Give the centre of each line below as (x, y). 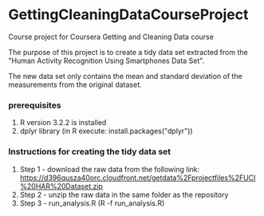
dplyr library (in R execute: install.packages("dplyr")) (106, 131)
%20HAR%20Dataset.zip (61, 186)
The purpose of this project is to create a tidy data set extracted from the (128, 52)
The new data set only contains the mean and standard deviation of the (126, 76)
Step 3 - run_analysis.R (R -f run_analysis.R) (92, 203)
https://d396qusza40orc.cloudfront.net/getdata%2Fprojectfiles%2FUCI (138, 178)
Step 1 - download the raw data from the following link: (110, 169)
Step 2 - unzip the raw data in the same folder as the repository (124, 194)
